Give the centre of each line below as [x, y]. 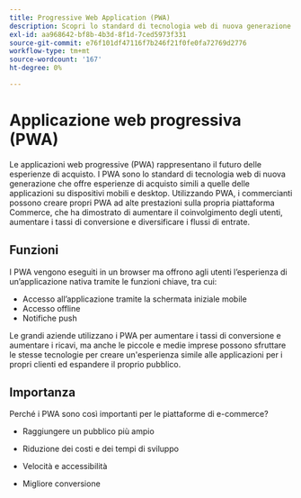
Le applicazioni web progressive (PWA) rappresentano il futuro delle [136, 164]
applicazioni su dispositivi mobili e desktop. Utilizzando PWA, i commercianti [151, 193]
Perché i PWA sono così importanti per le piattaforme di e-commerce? [139, 414]
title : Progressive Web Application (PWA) [90, 18]
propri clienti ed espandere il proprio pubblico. [95, 364]
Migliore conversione [61, 484]
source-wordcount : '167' [56, 59]
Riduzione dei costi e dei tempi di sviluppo [101, 449]
